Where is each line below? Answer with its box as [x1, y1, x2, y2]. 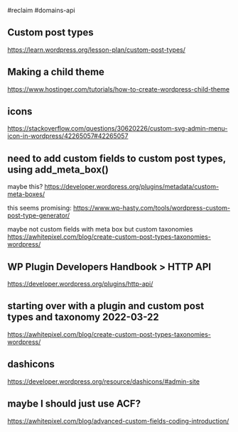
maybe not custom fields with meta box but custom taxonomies [7, 225, 193, 234]
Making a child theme [7, 66, 105, 78]
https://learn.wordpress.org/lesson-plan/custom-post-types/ [7, 45, 186, 54]
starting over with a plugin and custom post [7, 300, 205, 312]
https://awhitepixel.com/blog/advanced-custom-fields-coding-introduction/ [7, 416, 229, 425]
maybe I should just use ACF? [7, 398, 141, 410]
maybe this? [7, 183, 43, 191]
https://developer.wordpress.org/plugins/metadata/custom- [44, 183, 219, 191]
